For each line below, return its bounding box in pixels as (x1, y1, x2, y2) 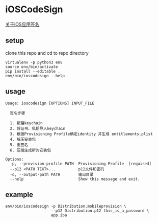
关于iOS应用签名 (5, 21, 40, 27)
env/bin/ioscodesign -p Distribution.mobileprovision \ (5, 204, 126, 209)
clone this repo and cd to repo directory (5, 50, 89, 56)
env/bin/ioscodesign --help (5, 73, 65, 78)
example (5, 190, 34, 199)
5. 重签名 (10, 142, 29, 147)
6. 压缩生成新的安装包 (10, 147, 51, 153)
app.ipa (50, 213, 67, 218)
